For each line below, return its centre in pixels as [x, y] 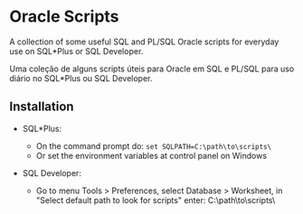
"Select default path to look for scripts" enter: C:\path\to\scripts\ [156, 200]
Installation [42, 107]
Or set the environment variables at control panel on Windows [151, 155]
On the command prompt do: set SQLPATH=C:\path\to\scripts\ [154, 145]
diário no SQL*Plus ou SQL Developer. [81, 78]
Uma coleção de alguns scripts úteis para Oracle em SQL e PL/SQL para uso [152, 69]
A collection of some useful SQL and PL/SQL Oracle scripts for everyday [144, 42]
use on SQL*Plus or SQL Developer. [76, 51]
